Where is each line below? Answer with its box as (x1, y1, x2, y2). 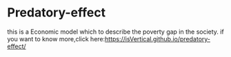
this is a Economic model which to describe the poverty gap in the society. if (7, 27, 224, 36)
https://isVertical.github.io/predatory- (104, 34, 211, 43)
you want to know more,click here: (7, 34, 106, 43)
